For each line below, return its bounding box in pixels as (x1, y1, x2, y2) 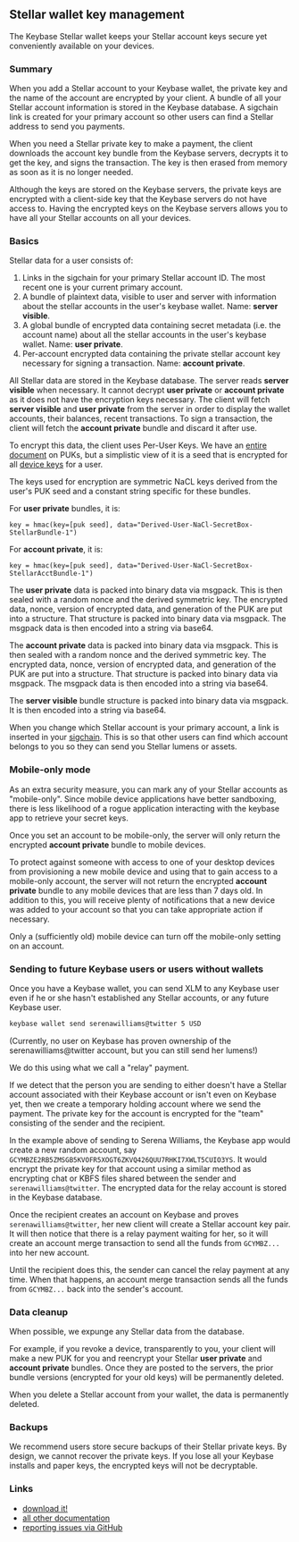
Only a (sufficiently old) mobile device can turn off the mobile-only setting (9, 931, 281, 941)
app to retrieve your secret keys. (9, 813, 129, 823)
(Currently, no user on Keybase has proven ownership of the (9, 1035, 232, 1046)
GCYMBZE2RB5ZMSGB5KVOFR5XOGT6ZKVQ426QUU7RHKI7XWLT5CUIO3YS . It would (9, 1153, 268, 1165)
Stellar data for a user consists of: (9, 255, 134, 266)
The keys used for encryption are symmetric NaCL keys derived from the (9, 476, 278, 487)
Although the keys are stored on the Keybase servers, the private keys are (9, 184, 282, 195)
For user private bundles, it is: (9, 503, 120, 514)
